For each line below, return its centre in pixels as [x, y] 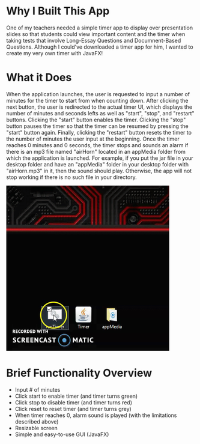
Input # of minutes [38, 389]
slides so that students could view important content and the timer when [96, 34]
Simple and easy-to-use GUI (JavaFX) [62, 434]
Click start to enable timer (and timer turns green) [76, 396]
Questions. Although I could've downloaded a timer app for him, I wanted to [100, 47]
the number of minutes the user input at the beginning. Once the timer [93, 139]
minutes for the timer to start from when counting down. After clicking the [97, 100]
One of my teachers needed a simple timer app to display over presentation [100, 28]
